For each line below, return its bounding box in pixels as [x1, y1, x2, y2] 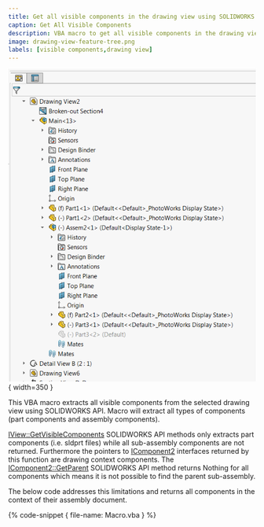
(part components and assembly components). [8, 414, 160, 424]
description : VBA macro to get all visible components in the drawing [8, 29, 244, 37]
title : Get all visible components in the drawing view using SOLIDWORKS [8, 13, 255, 20]
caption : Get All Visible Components [8, 20, 132, 29]
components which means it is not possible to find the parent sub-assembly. [8, 471, 256, 481]
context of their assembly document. [8, 495, 127, 504]
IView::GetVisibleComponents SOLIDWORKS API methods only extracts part [8, 429, 255, 439]
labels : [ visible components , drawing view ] [8, 46, 153, 54]
